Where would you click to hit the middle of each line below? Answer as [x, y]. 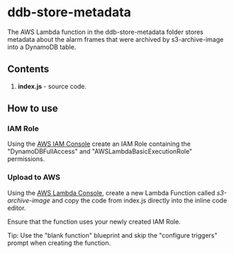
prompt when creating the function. [59, 243]
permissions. [26, 159]
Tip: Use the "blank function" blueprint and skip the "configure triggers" [112, 235]
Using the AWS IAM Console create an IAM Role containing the [99, 144]
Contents [28, 69]
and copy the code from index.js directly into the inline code [140, 200]
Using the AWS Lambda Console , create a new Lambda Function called [111, 192]
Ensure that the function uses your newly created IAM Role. [94, 221]
